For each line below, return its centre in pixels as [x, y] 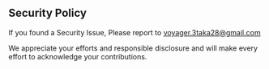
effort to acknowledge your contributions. [78, 56]
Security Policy [48, 13]
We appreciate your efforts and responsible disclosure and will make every [133, 48]
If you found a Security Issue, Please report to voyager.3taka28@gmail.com [134, 32]
